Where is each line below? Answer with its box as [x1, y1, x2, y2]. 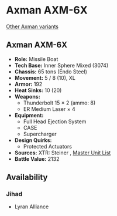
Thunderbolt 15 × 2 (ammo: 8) [23, 99, 96, 106]
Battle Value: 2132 [14, 155, 60, 162]
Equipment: [14, 112, 44, 119]
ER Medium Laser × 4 [23, 105, 75, 112]
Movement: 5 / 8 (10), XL [14, 74, 76, 81]
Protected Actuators [23, 143, 72, 150]
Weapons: [14, 93, 40, 100]
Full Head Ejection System [23, 118, 87, 125]
